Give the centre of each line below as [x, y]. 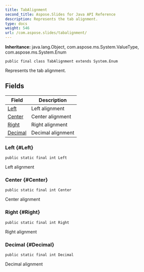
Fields [15, 86]
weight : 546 [17, 28]
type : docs [16, 24]
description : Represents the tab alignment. [52, 19]
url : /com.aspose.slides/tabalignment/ [46, 33]
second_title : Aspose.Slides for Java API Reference [60, 14]
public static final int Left [36, 158]
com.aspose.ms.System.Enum [36, 52]
